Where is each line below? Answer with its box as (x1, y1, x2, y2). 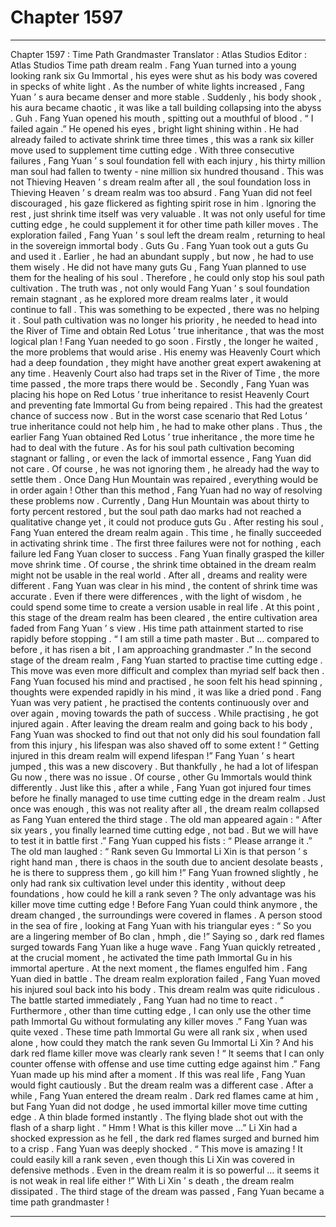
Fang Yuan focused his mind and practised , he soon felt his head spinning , (10, 675, 323, 687)
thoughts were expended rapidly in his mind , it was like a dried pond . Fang (10, 686, 322, 698)
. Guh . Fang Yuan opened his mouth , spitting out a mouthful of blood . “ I (10, 112, 314, 124)
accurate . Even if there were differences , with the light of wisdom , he (10, 590, 302, 602)
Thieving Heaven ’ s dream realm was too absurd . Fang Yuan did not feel (10, 186, 313, 198)
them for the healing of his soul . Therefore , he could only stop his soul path (10, 271, 325, 283)
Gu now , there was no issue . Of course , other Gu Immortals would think (10, 771, 313, 783)
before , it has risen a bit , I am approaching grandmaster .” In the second (10, 643, 312, 655)
